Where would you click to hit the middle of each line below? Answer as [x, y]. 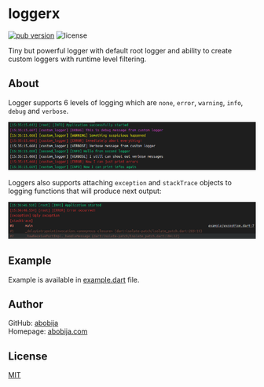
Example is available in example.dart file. [74, 279]
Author [26, 304]
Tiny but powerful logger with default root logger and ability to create [120, 50]
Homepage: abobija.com [48, 331]
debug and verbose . [38, 111]
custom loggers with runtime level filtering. [77, 59]
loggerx [34, 14]
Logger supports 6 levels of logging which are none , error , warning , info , [126, 102]
